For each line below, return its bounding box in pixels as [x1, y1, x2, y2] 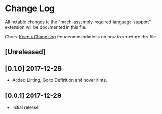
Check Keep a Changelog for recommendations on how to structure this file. [5, 34, 158, 39]
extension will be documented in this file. [5, 24, 87, 30]
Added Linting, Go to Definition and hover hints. [12, 77, 108, 83]
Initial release [12, 104, 39, 110]
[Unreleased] [5, 48, 46, 56]
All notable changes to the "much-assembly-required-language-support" [5, 19, 151, 25]
